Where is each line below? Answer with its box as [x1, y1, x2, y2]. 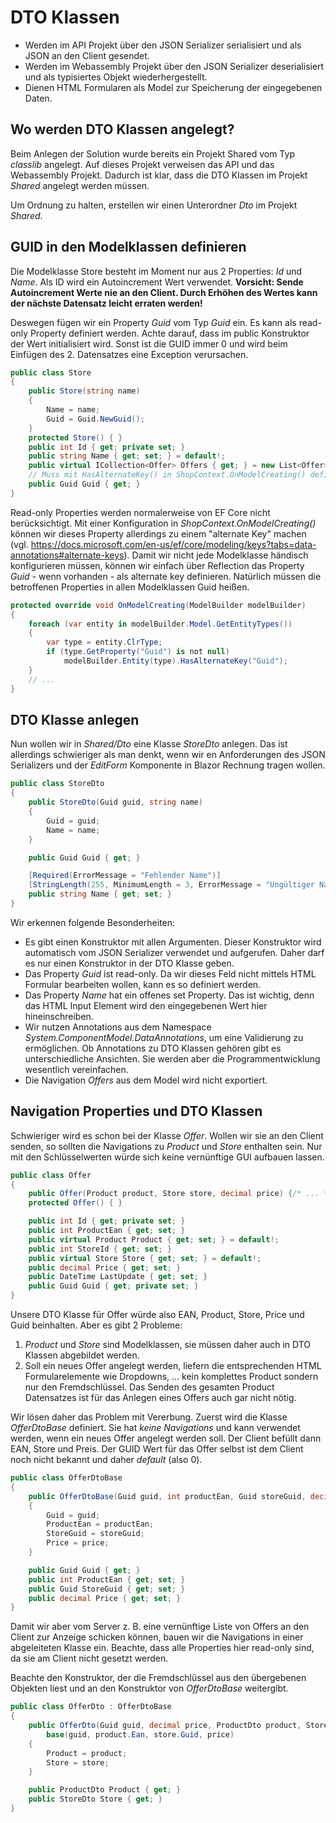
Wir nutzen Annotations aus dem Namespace [24, 1021, 212, 1033]
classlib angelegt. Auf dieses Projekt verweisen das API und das [10, 158, 275, 170]
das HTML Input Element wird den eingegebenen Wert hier [24, 999, 268, 1011]
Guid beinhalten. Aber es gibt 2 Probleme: [10, 1319, 183, 1331]
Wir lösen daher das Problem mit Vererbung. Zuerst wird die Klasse [10, 1411, 288, 1423]
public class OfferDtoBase [10, 1473, 123, 1483]
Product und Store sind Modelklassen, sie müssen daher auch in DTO [24, 1339, 311, 1351]
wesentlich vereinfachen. [24, 1063, 129, 1075]
